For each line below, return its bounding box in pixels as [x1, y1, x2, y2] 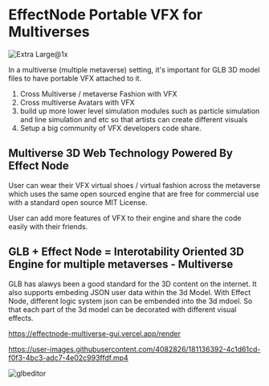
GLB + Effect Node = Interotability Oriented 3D [8, 245, 245, 259]
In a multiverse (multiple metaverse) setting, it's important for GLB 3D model [8, 64, 261, 74]
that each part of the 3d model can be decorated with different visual [8, 304, 237, 314]
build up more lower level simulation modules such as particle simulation [19, 106, 260, 116]
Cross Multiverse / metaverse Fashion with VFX [19, 88, 177, 98]
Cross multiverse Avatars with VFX [19, 97, 135, 107]
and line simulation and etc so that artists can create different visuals [19, 114, 248, 124]
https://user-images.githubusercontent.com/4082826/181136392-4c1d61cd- [8, 344, 261, 354]
